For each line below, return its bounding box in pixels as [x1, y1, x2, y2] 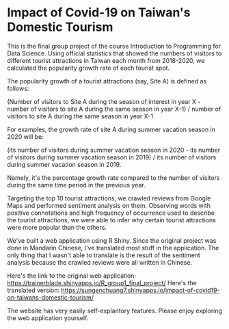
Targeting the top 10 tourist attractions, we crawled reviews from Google [7, 194, 211, 202]
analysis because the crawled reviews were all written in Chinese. [7, 258, 193, 266]
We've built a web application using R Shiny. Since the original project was [7, 236, 217, 244]
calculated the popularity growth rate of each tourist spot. [7, 64, 170, 72]
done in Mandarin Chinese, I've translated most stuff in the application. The [7, 244, 219, 252]
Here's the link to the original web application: [7, 272, 137, 280]
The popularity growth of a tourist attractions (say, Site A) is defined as [7, 77, 207, 85]
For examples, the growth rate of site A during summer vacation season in [7, 125, 215, 133]
